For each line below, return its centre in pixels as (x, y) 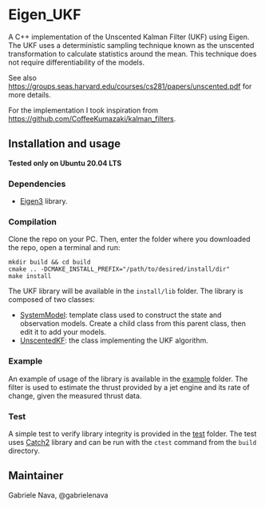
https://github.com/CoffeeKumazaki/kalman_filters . (92, 118)
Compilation (33, 221)
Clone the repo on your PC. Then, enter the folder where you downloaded (129, 239)
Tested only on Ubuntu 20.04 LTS (65, 163)
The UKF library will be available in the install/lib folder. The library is (126, 291)
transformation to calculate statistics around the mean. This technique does (132, 54)
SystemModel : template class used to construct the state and (121, 315)
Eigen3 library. (44, 201)
